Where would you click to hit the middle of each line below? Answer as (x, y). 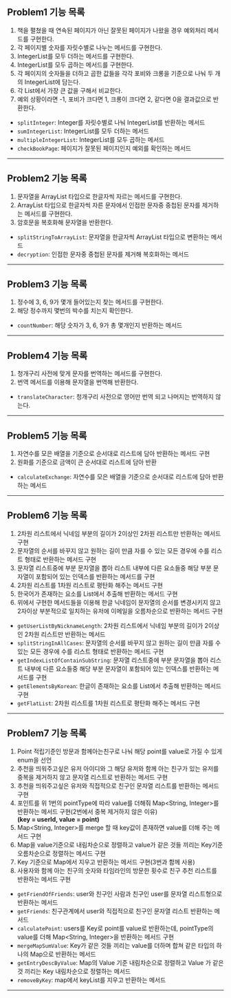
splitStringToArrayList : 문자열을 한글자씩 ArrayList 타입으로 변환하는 (113, 237)
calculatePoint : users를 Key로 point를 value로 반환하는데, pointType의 (115, 928)
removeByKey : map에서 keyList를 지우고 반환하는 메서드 (91, 979)
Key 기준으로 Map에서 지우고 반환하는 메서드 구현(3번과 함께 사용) (106, 862)
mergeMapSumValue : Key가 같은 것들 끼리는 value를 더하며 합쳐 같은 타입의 (116, 945)
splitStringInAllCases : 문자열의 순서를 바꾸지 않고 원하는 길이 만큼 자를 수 (119, 643)
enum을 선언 (34, 760)
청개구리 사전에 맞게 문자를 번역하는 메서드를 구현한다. (90, 373)
